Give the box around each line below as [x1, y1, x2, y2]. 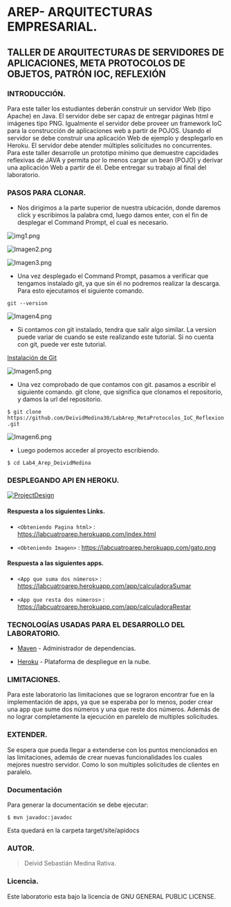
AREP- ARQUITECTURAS [7, 4, 153, 20]
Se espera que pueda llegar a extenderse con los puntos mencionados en [7, 745, 218, 754]
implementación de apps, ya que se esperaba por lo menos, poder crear [7, 698, 213, 706]
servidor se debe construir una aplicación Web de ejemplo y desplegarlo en [7, 134, 223, 142]
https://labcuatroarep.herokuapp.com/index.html [17, 530, 156, 538]
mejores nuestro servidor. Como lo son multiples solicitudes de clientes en [7, 760, 220, 769]
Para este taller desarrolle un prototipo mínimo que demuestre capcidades [7, 148, 219, 156]
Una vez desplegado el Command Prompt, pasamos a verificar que [17, 272, 209, 280]
